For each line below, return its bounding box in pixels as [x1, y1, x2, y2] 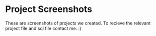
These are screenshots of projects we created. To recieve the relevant [5, 20, 151, 26]
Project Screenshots [5, 3, 92, 15]
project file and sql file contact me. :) [5, 25, 82, 31]
